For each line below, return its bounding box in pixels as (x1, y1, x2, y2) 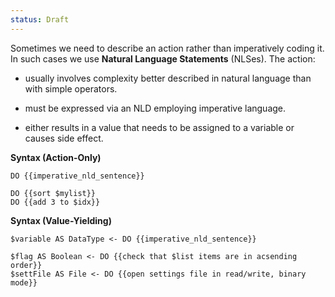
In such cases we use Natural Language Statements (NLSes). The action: (10, 52, 316, 65)
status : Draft (10, 14, 70, 25)
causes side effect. (24, 132, 104, 144)
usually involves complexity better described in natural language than (24, 72, 312, 84)
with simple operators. (24, 82, 118, 95)
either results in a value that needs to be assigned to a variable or (24, 121, 295, 133)
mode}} (10, 277, 38, 288)
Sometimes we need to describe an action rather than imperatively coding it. (10, 42, 325, 54)
